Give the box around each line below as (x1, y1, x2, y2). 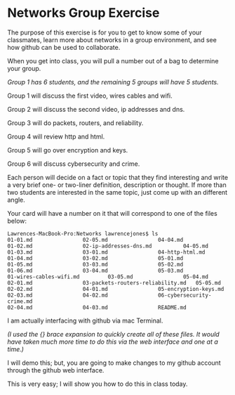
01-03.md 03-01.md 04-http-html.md (7, 248, 206, 256)
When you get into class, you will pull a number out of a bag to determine (7, 56, 219, 65)
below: (7, 216, 27, 225)
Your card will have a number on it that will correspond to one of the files (7, 209, 217, 217)
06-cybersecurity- (157, 292, 212, 299)
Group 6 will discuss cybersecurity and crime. (7, 160, 140, 168)
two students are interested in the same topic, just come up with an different (7, 188, 228, 196)
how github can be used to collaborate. (7, 43, 121, 51)
